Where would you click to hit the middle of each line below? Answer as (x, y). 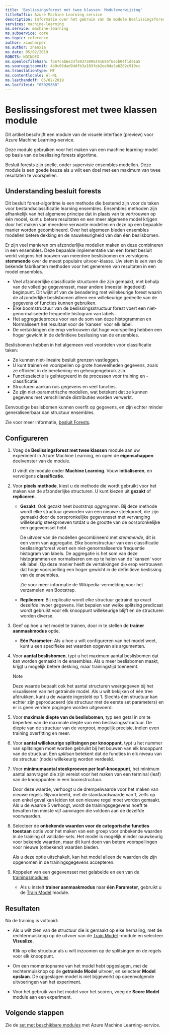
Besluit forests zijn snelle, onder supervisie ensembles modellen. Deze (78, 165)
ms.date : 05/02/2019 (27, 52)
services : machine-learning (35, 24)
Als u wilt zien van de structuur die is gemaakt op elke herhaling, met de (87, 930)
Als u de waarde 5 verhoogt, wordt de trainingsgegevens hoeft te (80, 805)
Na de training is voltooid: (32, 920)
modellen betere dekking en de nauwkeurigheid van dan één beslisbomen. (82, 235)
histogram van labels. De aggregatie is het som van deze (79, 554)
